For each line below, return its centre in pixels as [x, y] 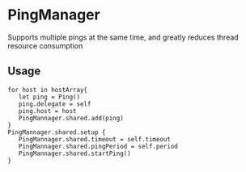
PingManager [54, 15]
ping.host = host [48, 111]
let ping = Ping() [49, 97]
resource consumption [45, 45]
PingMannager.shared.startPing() [74, 153]
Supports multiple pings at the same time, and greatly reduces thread [123, 37]
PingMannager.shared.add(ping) [71, 118]
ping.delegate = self [55, 104]
